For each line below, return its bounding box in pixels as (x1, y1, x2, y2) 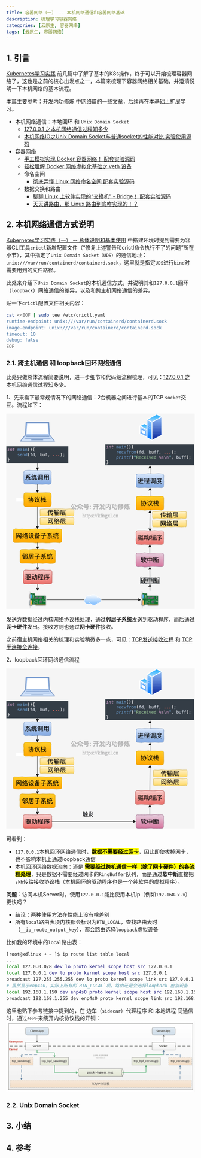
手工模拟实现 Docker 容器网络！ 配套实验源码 (23, 156, 136, 163)
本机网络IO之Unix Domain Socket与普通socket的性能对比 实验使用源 (23, 133, 192, 140)
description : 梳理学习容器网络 (6, 16, 77, 22)
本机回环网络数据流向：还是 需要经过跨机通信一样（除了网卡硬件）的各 (14, 863, 190, 870)
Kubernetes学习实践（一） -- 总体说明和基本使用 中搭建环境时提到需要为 (6, 237, 185, 244)
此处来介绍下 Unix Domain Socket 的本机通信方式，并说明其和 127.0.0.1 (6, 279, 178, 286)
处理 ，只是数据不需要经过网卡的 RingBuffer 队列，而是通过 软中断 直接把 (20, 870, 194, 877)
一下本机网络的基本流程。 (11, 85, 75, 92)
